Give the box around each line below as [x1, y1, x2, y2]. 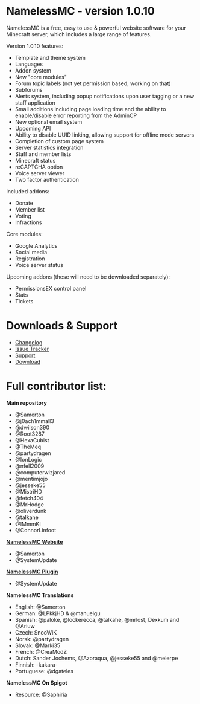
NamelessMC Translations [6, 591, 74, 599]
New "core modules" [14, 73, 67, 80]
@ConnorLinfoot [14, 526, 57, 534]
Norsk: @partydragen [14, 635, 69, 642]
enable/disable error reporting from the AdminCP [14, 112, 137, 119]
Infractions [14, 219, 42, 226]
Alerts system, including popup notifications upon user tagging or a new [14, 92, 195, 100]
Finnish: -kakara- [14, 660, 58, 668]
